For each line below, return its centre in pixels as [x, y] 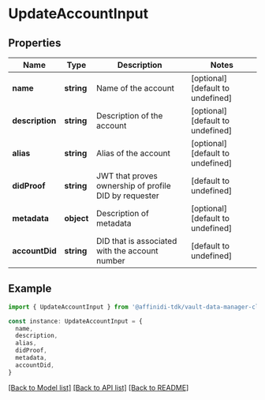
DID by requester [127, 196]
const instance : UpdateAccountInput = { [76, 321]
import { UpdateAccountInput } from [68, 307]
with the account [127, 251]
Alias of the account [133, 153]
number [110, 261]
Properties [35, 43]
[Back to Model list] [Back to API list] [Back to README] [99, 387]
